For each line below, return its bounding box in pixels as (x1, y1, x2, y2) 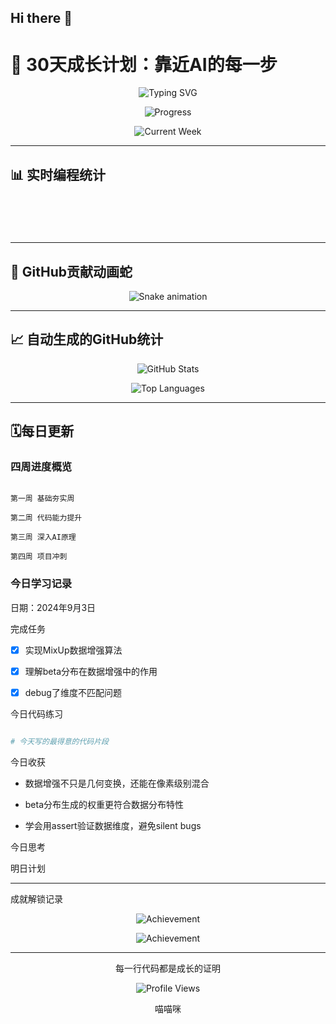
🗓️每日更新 (10, 423, 75, 440)
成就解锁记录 (10, 892, 63, 905)
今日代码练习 (10, 707, 63, 720)
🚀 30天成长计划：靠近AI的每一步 (10, 53, 278, 76)
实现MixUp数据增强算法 (24, 644, 123, 656)
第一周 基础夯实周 (10, 494, 75, 504)
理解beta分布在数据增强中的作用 (24, 665, 158, 677)
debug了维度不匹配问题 (24, 686, 122, 698)
